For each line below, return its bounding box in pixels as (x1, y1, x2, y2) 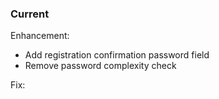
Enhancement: (10, 30, 70, 42)
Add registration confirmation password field (24, 49, 210, 61)
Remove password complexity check (24, 60, 177, 72)
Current (10, 7, 50, 21)
